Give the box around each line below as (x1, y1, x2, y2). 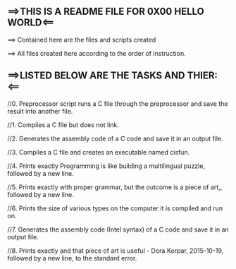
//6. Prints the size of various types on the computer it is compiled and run (7, 204, 223, 213)
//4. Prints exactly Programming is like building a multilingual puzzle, (7, 162, 206, 170)
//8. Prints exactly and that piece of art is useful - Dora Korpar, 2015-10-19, (7, 246, 224, 255)
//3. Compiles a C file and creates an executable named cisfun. (7, 148, 190, 156)
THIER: (187, 70, 218, 82)
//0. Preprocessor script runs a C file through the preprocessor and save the (7, 99, 228, 108)
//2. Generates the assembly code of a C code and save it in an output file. (7, 134, 223, 143)
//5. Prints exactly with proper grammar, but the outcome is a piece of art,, (7, 183, 223, 191)
